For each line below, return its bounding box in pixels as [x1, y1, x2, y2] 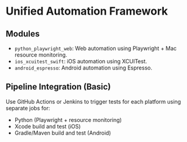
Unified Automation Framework [5, 4, 168, 18]
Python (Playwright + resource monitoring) [14, 116, 122, 123]
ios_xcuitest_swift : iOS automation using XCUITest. [14, 58, 147, 65]
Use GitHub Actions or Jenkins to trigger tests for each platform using [5, 98, 181, 105]
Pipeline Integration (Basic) [5, 82, 111, 92]
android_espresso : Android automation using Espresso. [14, 64, 153, 71]
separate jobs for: [5, 104, 50, 112]
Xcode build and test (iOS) [14, 122, 81, 130]
